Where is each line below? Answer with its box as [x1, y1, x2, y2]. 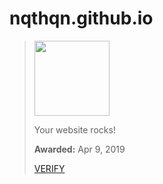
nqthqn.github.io [9, 7, 154, 30]
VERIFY [33, 162, 66, 174]
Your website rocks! [33, 123, 116, 136]
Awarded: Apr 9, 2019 [33, 143, 126, 155]
